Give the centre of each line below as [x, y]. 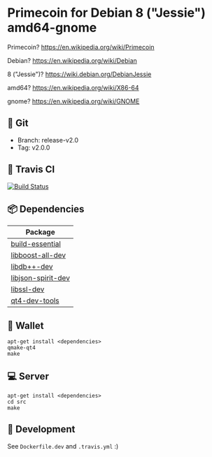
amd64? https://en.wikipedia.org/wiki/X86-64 [73, 87]
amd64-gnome [52, 28]
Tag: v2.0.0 [34, 147]
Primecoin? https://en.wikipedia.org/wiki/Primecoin [81, 47]
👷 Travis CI [31, 169]
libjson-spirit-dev [40, 278]
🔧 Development [41, 429]
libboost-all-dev [38, 255]
